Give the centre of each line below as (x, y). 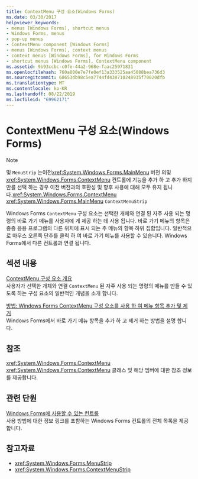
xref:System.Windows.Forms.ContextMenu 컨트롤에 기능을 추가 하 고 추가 (94, 179)
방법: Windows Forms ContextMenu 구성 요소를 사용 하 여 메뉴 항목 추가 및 (94, 306)
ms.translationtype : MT (35, 83)
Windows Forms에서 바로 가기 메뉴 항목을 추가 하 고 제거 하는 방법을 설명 (91, 321)
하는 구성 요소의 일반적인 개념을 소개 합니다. (67, 293)
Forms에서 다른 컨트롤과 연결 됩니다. (48, 242)
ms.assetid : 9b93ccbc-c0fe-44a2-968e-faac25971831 (70, 67)
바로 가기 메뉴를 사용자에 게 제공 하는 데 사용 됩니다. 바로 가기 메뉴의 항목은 (103, 221)
